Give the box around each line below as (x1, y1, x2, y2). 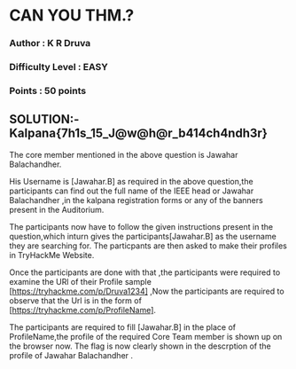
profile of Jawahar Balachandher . (9, 349, 134, 360)
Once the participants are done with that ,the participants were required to (9, 267, 281, 278)
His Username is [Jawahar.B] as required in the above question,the (9, 176, 254, 186)
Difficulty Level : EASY (9, 61, 108, 74)
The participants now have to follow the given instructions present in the (9, 221, 273, 232)
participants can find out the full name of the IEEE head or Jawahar (9, 185, 254, 196)
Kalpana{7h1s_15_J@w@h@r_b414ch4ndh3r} (9, 126, 269, 141)
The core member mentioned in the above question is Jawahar (9, 149, 238, 160)
